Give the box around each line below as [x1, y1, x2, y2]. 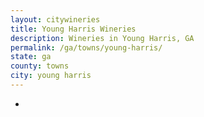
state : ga [10, 52, 52, 62]
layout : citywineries [10, 14, 101, 25]
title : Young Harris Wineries [10, 24, 137, 34]
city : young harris [10, 71, 92, 81]
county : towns [10, 61, 70, 71]
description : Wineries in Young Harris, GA [10, 33, 195, 43]
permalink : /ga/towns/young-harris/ [10, 42, 163, 53]
